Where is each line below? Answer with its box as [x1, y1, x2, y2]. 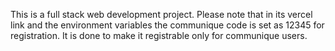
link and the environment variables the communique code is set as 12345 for [10, 19, 325, 31]
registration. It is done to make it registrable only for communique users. [10, 30, 308, 41]
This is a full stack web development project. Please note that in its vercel [10, 9, 313, 20]
